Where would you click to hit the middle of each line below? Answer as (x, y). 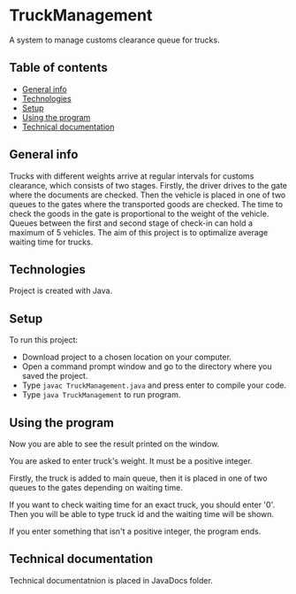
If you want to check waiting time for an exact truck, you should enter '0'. (142, 505)
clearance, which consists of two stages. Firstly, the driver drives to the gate (148, 185)
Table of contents (58, 68)
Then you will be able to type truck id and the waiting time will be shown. (142, 514)
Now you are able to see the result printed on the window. (114, 444)
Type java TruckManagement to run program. (101, 395)
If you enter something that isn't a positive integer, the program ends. (135, 531)
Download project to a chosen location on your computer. (127, 357)
